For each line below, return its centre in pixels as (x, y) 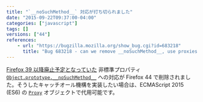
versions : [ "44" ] (28, 35)
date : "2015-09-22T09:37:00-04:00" (52, 18)
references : (21, 40)
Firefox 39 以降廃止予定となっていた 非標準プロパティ (74, 69)
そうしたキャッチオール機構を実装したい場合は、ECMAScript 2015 (100, 84)
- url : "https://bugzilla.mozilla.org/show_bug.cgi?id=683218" (99, 46)
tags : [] (17, 29)
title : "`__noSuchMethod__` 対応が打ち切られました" (69, 12)
